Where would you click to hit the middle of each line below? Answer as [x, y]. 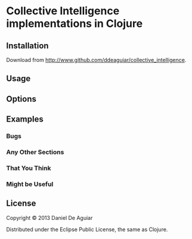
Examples [25, 119]
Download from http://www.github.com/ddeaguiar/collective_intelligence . [96, 60]
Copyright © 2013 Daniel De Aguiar [49, 218]
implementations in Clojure [75, 24]
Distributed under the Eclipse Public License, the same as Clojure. [87, 229]
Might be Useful [30, 184]
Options [21, 99]
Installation [27, 46]
